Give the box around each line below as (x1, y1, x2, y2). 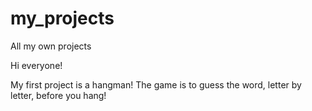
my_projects (10, 7, 115, 30)
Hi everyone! (10, 59, 63, 71)
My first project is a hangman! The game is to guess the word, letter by (10, 78, 302, 91)
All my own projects (10, 40, 92, 52)
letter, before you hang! (10, 89, 107, 101)
